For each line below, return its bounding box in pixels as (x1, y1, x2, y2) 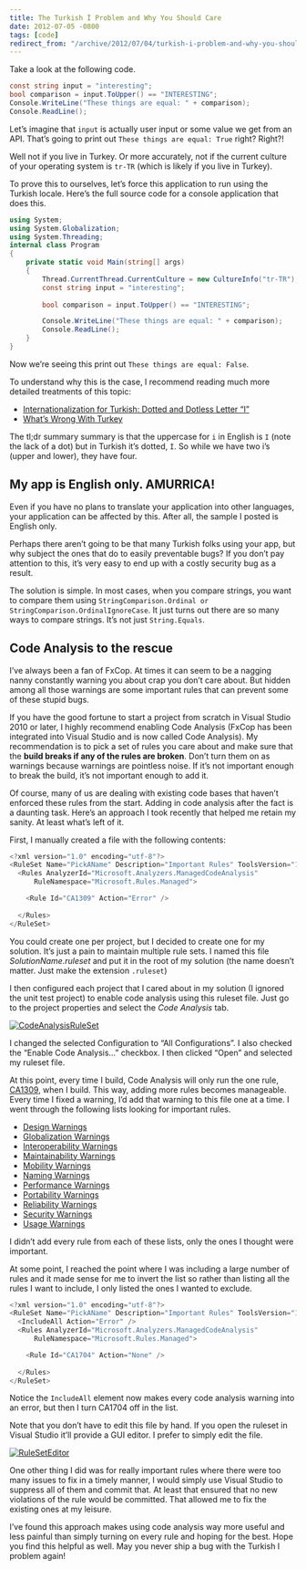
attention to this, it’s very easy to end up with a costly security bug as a (9, 558, 276, 569)
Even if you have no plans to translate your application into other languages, (9, 501, 295, 512)
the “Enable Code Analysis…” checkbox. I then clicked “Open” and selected (9, 1047, 293, 1058)
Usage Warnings (22, 1218, 86, 1229)
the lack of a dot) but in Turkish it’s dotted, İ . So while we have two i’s (9, 440, 270, 452)
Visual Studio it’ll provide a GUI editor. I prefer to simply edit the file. (9, 1429, 263, 1440)
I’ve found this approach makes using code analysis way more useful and (9, 1522, 285, 1533)
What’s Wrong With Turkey (22, 413, 123, 424)
